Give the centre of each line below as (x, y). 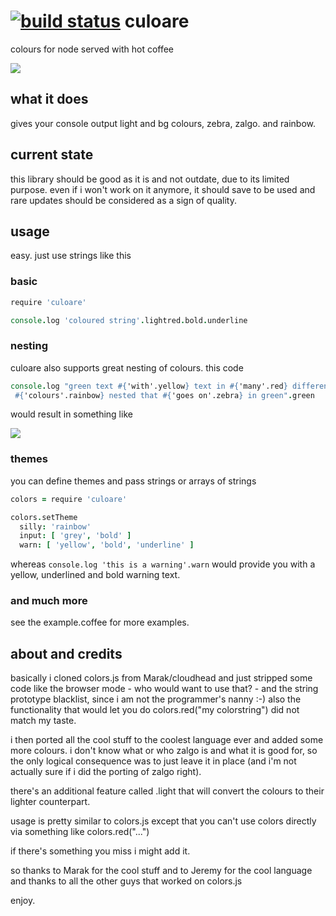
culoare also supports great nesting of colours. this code (127, 367)
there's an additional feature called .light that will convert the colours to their (167, 791)
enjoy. (23, 901)
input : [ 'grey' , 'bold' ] (75, 536)
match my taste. (43, 721)
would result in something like (71, 414)
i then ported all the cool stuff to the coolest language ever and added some (167, 740)
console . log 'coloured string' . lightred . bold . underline (129, 320)
